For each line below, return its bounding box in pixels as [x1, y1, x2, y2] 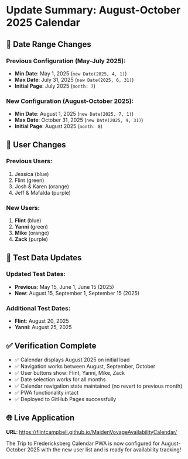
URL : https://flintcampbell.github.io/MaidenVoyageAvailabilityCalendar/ [6, 428, 177, 436]
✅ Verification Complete [6, 340, 97, 351]
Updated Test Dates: [6, 270, 66, 278]
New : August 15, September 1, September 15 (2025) [14, 289, 139, 296]
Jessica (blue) [14, 170, 49, 177]
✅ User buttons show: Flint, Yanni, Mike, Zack [14, 369, 125, 376]
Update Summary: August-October [6, 4, 181, 17]
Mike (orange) [14, 229, 50, 237]
